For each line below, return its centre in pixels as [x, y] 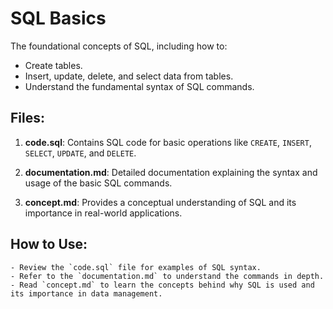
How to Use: [49, 244]
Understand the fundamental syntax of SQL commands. [139, 86]
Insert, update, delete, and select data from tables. [129, 76]
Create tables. [53, 65]
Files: [27, 118]
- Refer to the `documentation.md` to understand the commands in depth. [167, 276]
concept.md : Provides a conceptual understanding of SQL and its [160, 202]
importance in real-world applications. [103, 213]
